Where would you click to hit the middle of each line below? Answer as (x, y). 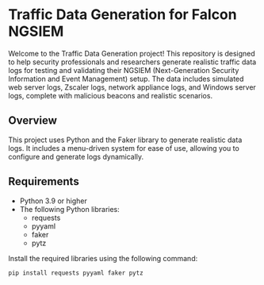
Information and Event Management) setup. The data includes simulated (126, 79)
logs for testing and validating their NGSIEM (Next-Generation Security (124, 70)
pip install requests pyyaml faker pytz (76, 273)
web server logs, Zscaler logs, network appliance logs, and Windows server (132, 87)
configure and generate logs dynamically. (76, 156)
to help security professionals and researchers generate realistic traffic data (132, 62)
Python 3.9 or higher (53, 201)
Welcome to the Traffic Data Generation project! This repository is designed (132, 53)
